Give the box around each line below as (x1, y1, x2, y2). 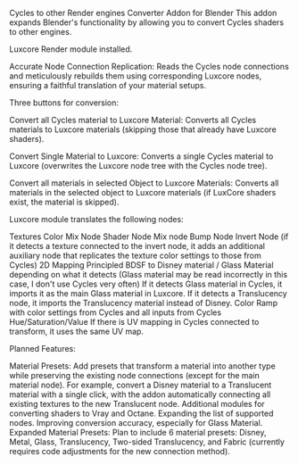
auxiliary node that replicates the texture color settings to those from (9, 250, 261, 261)
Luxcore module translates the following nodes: (9, 214, 185, 224)
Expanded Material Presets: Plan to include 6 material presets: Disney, (9, 428, 267, 437)
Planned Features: (9, 344, 76, 353)
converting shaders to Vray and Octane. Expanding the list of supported (9, 408, 274, 419)
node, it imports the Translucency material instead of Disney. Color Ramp (9, 298, 278, 308)
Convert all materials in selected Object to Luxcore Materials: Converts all (9, 178, 279, 188)
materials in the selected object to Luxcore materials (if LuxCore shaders (9, 187, 277, 197)
